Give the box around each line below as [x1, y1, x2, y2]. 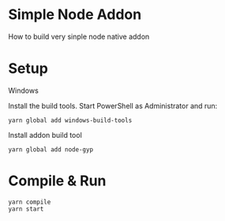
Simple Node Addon [8, 6, 142, 24]
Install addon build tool [8, 130, 83, 139]
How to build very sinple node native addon [8, 32, 150, 41]
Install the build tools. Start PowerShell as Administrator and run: [8, 101, 218, 110]
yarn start [8, 204, 44, 213]
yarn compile [8, 198, 51, 206]
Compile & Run [8, 172, 107, 190]
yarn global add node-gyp [8, 145, 93, 154]
